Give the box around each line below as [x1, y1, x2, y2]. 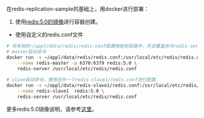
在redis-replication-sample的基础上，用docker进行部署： [6, 5, 150, 12]
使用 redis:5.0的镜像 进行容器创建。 [15, 18, 101, 25]
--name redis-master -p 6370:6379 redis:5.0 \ [17, 60, 137, 66]
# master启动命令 [6, 48, 47, 54]
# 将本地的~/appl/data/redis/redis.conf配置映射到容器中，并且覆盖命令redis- [6, 43, 190, 49]
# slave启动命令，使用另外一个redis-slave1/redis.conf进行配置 [6, 77, 156, 83]
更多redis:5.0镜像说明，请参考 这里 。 [6, 105, 98, 113]
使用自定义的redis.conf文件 [15, 31, 84, 38]
